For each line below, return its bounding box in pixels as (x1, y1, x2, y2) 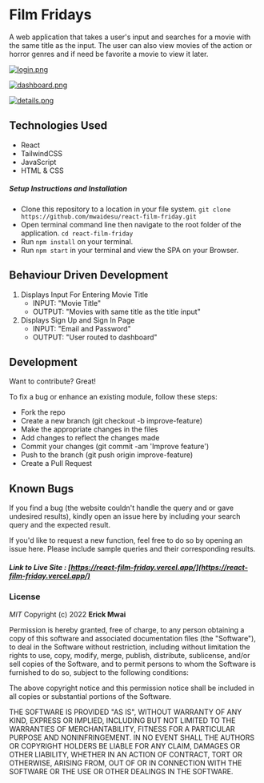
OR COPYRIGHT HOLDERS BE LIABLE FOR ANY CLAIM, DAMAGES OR (9, 741, 241, 750)
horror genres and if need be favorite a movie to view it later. (9, 49, 209, 58)
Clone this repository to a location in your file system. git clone (20, 204, 231, 214)
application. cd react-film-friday (20, 228, 134, 238)
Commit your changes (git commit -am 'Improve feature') (20, 442, 210, 452)
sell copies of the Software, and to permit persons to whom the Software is (9, 659, 257, 669)
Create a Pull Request (20, 459, 93, 468)
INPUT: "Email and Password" (32, 323, 131, 333)
